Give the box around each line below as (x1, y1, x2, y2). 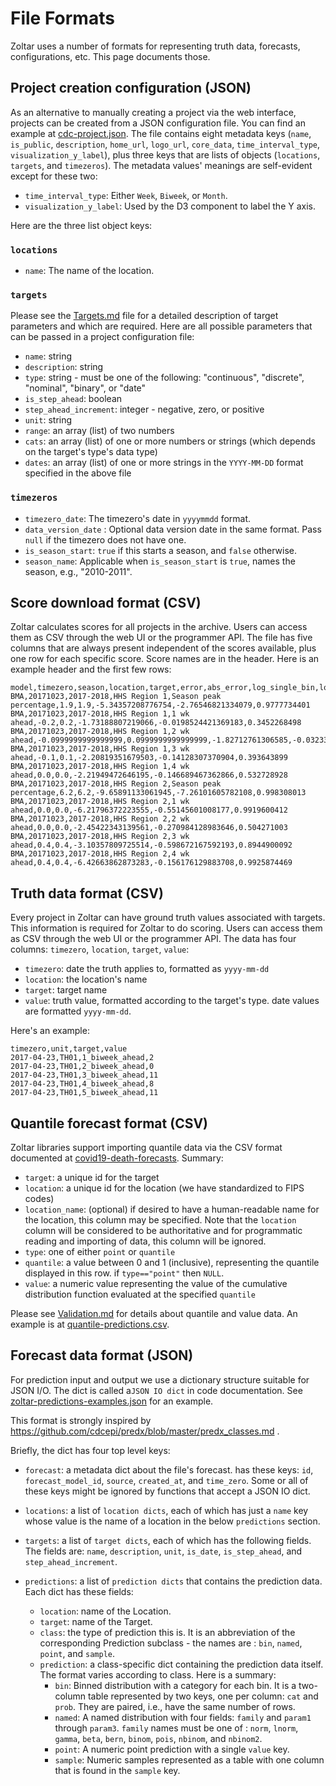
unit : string (24, 414, 73, 426)
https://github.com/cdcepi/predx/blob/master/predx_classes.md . (10, 1425, 280, 1437)
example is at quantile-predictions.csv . (10, 1318, 170, 1331)
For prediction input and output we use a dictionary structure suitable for (10, 1373, 310, 1386)
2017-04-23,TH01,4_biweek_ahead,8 (10, 1079, 155, 1089)
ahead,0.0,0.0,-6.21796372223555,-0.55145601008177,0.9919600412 (10, 805, 288, 816)
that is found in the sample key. (54, 1764, 181, 1776)
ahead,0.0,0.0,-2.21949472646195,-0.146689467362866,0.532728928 (10, 770, 288, 781)
